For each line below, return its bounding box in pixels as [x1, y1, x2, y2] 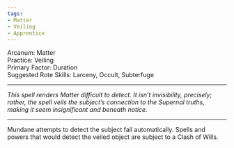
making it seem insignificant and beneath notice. [7, 106, 148, 114]
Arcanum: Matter [7, 49, 56, 57]
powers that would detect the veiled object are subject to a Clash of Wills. [7, 133, 219, 141]
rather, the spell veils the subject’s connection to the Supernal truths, [7, 98, 205, 106]
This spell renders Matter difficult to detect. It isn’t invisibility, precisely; [7, 91, 212, 99]
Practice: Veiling [7, 56, 54, 65]
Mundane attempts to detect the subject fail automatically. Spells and [7, 126, 205, 134]
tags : [7, 10, 23, 17]
